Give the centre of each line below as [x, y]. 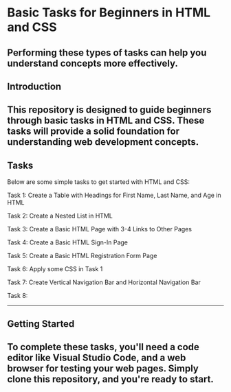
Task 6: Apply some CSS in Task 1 [55, 269]
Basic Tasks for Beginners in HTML [109, 13]
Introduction [34, 86]
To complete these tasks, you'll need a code [103, 347]
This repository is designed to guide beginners [109, 110]
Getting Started [41, 324]
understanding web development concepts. [103, 142]
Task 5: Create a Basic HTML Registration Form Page [82, 256]
